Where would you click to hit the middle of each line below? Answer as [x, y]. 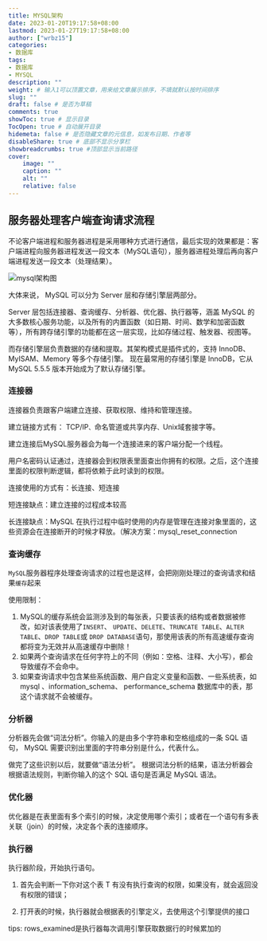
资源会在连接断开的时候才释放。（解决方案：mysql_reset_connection [126, 531]
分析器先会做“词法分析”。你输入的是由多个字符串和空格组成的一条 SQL [124, 738]
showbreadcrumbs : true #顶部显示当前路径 [73, 149]
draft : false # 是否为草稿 [50, 104]
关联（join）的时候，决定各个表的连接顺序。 [80, 826]
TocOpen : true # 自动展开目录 [54, 127]
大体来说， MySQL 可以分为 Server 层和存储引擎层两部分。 [104, 295]
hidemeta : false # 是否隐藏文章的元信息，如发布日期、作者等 [99, 134]
